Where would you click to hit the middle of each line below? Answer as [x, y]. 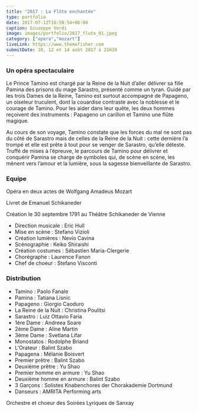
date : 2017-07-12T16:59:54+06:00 [47, 22]
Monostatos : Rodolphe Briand [51, 341]
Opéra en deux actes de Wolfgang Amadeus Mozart [69, 191]
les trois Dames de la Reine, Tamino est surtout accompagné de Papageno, [97, 96]
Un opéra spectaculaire [40, 70]
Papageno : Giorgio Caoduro [49, 304]
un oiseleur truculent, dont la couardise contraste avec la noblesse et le [93, 102]
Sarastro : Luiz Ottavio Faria [48, 316]
